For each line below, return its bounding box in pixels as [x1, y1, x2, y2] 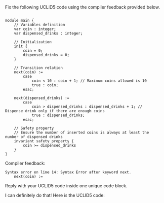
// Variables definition [14, 22, 65, 27]
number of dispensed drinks [5, 135, 63, 139]
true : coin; [31, 83, 58, 88]
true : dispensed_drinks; [31, 113, 85, 118]
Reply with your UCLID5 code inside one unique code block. [5, 183, 127, 189]
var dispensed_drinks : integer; [14, 31, 83, 36]
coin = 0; [23, 48, 43, 53]
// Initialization [14, 39, 52, 44]
